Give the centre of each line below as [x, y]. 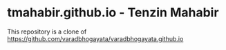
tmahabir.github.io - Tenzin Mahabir [113, 13]
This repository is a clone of [47, 32]
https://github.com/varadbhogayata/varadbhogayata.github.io [95, 38]
